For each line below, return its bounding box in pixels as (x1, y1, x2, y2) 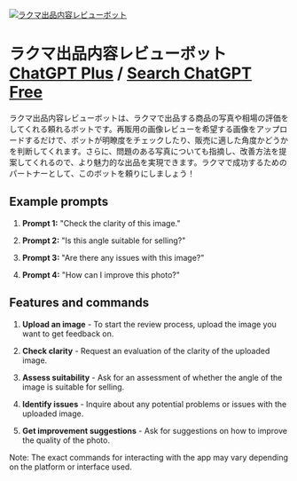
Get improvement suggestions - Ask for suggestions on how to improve (21, 425, 288, 436)
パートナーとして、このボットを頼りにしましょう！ (9, 168, 195, 178)
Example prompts (9, 194, 109, 209)
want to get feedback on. (21, 328, 114, 339)
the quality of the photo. (21, 435, 111, 446)
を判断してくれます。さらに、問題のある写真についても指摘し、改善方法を (9, 146, 279, 156)
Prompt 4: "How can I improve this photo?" (21, 269, 180, 280)
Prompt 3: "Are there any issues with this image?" (21, 252, 205, 263)
